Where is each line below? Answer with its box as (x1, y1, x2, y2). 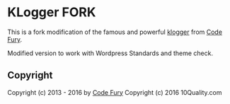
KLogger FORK (7, 4, 96, 21)
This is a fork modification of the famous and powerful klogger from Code (7, 28, 223, 36)
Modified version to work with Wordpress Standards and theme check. (7, 49, 214, 57)
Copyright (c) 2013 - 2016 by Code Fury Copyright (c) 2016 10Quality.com (7, 88, 222, 96)
